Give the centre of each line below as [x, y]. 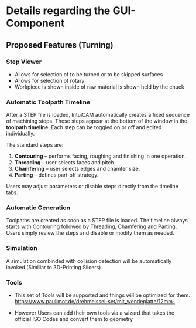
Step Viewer [24, 62]
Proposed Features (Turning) [60, 45]
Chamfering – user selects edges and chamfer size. [77, 169]
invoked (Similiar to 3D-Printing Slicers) [54, 267]
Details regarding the [58, 11]
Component [36, 23]
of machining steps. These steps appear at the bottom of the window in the [97, 121]
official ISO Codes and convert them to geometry [74, 319]
